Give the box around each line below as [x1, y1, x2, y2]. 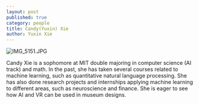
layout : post [6, 8, 39, 15]
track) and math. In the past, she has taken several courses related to [6, 66, 178, 73]
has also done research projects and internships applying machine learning [6, 79, 193, 86]
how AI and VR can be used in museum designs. [6, 91, 127, 99]
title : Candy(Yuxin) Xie [6, 25, 69, 32]
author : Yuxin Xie [6, 31, 52, 37]
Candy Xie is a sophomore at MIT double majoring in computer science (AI [6, 60, 192, 67]
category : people [6, 20, 50, 26]
